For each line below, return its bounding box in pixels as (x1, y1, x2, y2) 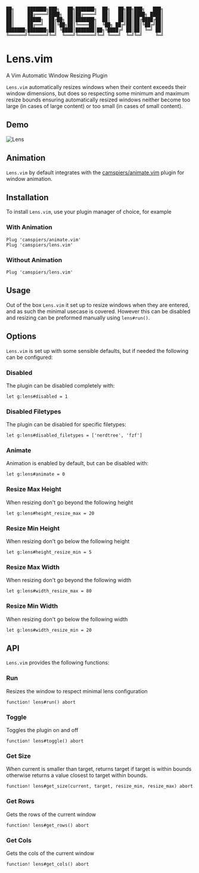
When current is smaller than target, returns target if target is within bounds (6, 766, 192, 773)
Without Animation (6, 256, 63, 264)
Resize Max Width (6, 563, 60, 571)
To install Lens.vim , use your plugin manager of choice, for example (6, 208, 172, 216)
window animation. (6, 175, 52, 182)
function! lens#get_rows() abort (6, 822, 89, 828)
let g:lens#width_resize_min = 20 (6, 627, 92, 633)
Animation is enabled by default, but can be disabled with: (6, 460, 149, 467)
